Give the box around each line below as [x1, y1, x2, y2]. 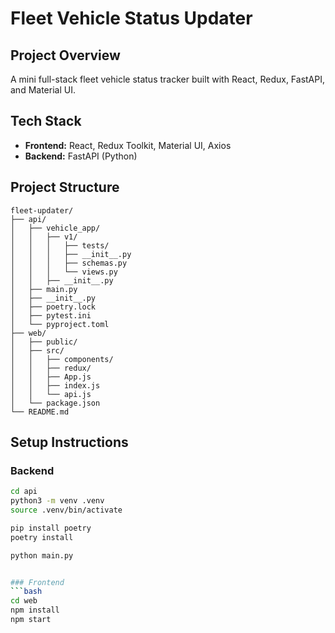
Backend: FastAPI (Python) [24, 150, 138, 162]
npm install [10, 605, 60, 616]
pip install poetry [10, 523, 92, 533]
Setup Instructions [10, 434, 129, 451]
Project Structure [10, 179, 120, 196]
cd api [10, 487, 38, 497]
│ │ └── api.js [10, 389, 92, 399]
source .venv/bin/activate [10, 505, 123, 516]
